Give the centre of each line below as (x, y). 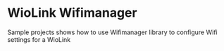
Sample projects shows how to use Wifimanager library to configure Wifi (112, 32)
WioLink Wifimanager (72, 13)
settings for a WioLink (39, 39)
